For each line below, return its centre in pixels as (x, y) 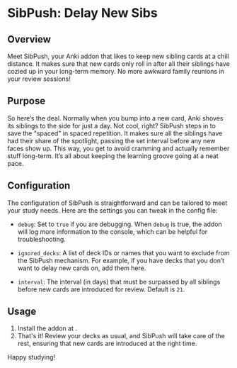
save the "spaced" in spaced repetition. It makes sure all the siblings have (115, 133)
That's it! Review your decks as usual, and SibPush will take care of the (121, 336)
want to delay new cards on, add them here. (82, 268)
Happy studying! (31, 357)
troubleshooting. (41, 239)
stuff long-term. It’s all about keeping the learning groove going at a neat (113, 156)
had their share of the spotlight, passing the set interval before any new (111, 140)
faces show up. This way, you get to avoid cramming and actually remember (118, 148)
